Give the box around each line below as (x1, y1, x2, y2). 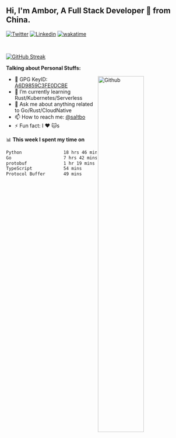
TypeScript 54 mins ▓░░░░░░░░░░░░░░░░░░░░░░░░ (6, 166, 171, 172)
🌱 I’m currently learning (14, 88, 71, 95)
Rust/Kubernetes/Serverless (14, 94, 83, 101)
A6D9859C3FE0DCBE (14, 82, 68, 89)
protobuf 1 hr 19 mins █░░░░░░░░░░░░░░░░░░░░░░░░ (6, 160, 171, 166)
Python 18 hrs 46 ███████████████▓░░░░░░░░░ (6, 150, 171, 155)
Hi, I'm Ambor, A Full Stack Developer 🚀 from (6, 6, 171, 16)
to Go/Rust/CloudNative (14, 106, 72, 114)
